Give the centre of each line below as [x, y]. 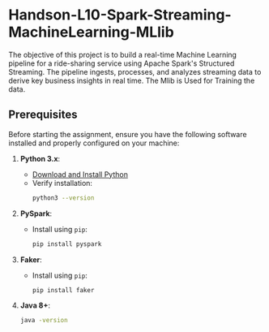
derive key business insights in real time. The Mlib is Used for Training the [132, 80]
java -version [44, 321]
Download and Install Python [80, 174]
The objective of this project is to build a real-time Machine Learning [123, 54]
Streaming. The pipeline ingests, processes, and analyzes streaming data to [135, 71]
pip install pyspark [67, 244]
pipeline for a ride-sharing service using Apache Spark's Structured [122, 63]
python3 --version [63, 198]
